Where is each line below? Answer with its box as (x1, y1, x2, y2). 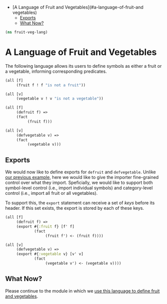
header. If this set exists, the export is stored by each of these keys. (5, 205, 145, 211)
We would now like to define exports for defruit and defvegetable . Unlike (5, 169, 156, 175)
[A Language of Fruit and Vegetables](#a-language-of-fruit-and (12, 4, 144, 10)
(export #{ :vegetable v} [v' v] (16, 252, 84, 257)
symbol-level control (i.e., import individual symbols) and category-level (5, 185, 153, 191)
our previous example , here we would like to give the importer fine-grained (5, 174, 159, 180)
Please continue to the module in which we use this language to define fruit (5, 288, 160, 294)
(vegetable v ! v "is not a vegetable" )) (16, 96, 104, 101)
